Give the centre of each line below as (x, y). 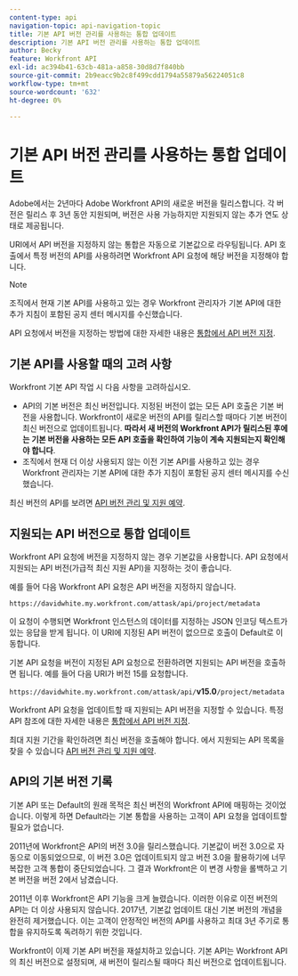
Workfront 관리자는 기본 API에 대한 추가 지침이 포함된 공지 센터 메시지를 (147, 473)
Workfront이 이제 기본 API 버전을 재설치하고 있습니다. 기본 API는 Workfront (141, 950)
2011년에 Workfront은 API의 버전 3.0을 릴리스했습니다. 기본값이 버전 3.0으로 (142, 846)
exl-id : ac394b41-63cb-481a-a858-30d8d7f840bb (97, 68)
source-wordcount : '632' (55, 92)
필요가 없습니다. (37, 827)
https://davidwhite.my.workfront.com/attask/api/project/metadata (135, 603)
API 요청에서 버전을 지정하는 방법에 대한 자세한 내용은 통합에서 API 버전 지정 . (142, 333)
